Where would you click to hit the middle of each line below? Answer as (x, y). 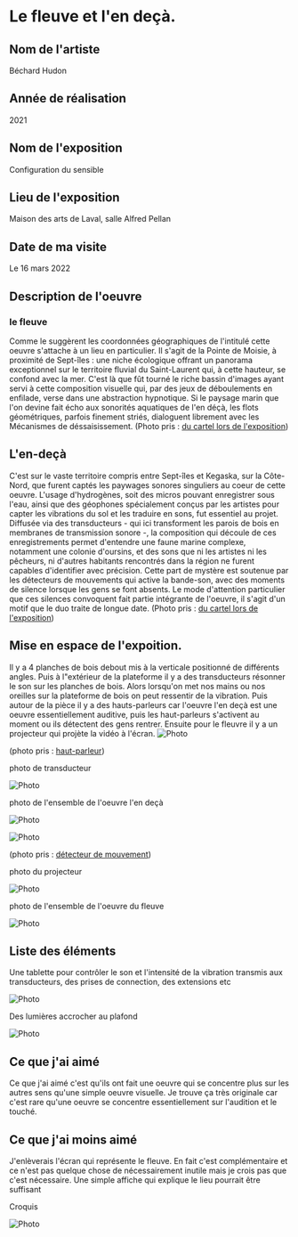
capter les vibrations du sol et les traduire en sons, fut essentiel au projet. (144, 513)
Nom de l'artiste (55, 49)
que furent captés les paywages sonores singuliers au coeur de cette (159, 485)
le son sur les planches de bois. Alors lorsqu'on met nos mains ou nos (137, 686)
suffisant (25, 1189)
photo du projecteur (46, 871)
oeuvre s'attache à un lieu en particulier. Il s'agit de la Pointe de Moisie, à (143, 350)
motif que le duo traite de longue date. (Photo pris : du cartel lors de (134, 608)
